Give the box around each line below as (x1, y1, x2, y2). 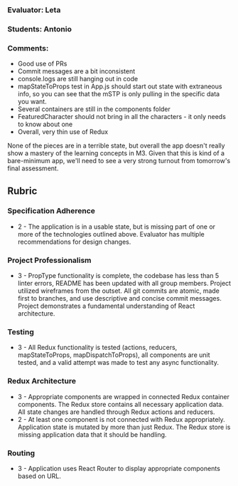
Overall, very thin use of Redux (17, 128, 109, 136)
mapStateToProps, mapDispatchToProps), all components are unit (17, 351, 211, 359)
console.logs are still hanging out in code (17, 75, 139, 83)
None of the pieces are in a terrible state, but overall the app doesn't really (7, 141, 225, 150)
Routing (7, 448, 36, 457)
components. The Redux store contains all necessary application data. (17, 400, 224, 408)
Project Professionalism (7, 255, 92, 265)
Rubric (7, 185, 38, 197)
